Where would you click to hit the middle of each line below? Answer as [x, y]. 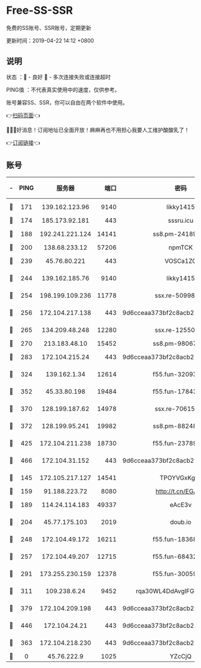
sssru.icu [181, 220]
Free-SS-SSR [39, 11]
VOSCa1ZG [181, 260]
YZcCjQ [181, 656]
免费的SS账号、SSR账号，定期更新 [49, 28]
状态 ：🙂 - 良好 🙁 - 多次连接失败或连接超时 [58, 77]
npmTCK [181, 247]
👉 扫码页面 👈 [23, 115]
